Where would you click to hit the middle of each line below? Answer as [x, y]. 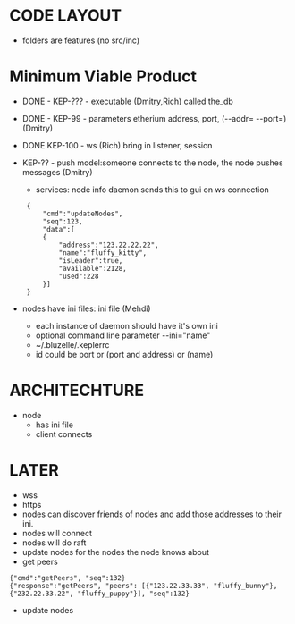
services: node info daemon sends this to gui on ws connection [152, 190]
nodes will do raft [54, 543]
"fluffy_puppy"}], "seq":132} [134, 594]
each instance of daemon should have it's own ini [127, 325]
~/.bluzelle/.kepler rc [72, 344]
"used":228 [79, 276]
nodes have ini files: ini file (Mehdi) [86, 308]
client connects [64, 434]
